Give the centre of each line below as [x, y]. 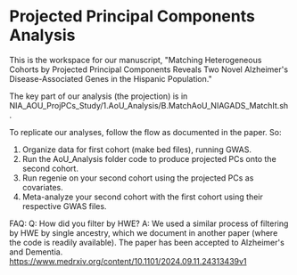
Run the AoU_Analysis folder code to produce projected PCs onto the [149, 158]
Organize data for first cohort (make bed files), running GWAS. [137, 150]
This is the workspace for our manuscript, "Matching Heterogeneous [136, 60]
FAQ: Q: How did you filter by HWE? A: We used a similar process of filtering [149, 223]
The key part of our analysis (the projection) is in [99, 96]
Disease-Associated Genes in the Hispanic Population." [111, 78]
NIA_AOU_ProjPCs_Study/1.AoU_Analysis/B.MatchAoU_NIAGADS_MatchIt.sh [149, 105]
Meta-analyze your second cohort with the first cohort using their [142, 197]
